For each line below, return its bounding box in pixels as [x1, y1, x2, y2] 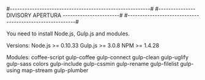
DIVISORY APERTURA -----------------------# [6, 12, 124, 19]
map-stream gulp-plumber [21, 67, 89, 74]
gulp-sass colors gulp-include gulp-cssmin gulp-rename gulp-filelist [6, 60, 179, 67]
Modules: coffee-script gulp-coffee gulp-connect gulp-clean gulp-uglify [6, 54, 188, 60]
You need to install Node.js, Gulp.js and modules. [6, 30, 130, 37]
